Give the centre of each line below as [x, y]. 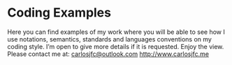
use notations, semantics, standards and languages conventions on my [109, 39]
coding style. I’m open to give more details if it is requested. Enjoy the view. [116, 46]
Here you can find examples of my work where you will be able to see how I [116, 32]
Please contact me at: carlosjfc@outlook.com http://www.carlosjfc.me [108, 54]
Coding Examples [59, 13]
